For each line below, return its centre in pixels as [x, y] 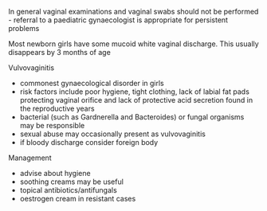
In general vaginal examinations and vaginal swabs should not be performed [133, 12]
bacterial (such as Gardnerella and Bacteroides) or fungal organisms [132, 117]
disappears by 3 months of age [60, 52]
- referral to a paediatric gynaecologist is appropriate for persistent [118, 20]
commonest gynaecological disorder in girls [92, 83]
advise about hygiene [55, 173]
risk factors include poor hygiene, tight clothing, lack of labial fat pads [134, 92]
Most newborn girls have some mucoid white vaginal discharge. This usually [133, 44]
